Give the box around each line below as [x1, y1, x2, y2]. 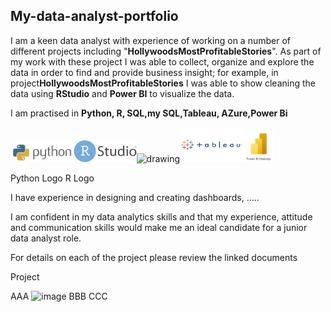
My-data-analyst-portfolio [10, 8, 179, 25]
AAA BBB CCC [10, 290, 108, 303]
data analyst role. [10, 232, 82, 244]
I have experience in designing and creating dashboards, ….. [10, 192, 260, 204]
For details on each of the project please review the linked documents [10, 252, 298, 264]
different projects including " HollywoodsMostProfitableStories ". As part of [10, 45, 322, 57]
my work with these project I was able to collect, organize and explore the [10, 55, 315, 68]
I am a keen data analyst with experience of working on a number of [10, 34, 291, 46]
